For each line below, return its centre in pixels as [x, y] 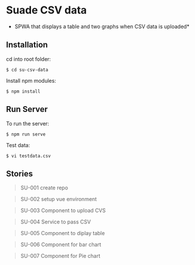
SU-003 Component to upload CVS [63, 210]
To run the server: [28, 123]
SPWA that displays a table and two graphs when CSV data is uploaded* [102, 26]
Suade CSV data [47, 10]
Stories [20, 174]
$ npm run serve [26, 134]
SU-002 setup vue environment [59, 199]
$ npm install [23, 91]
